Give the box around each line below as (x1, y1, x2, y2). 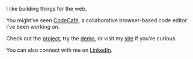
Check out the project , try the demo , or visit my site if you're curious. (6, 35, 177, 42)
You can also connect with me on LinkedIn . (6, 46, 113, 54)
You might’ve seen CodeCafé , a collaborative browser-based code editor (6, 17, 188, 23)
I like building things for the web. (6, 5, 87, 12)
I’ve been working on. (6, 23, 60, 30)
